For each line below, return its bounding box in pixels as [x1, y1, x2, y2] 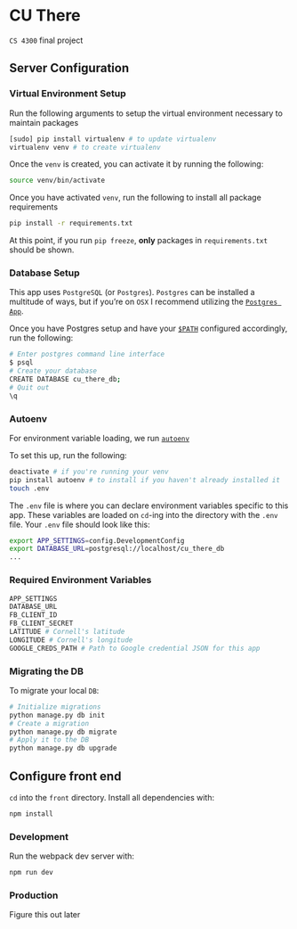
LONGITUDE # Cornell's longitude [9, 635, 133, 645]
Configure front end [9, 769, 122, 784]
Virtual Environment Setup [9, 87, 126, 100]
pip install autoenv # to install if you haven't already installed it [9, 475, 280, 484]
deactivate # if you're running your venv [9, 467, 169, 476]
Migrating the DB [9, 665, 84, 678]
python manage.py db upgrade [9, 744, 117, 753]
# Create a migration [9, 719, 90, 728]
